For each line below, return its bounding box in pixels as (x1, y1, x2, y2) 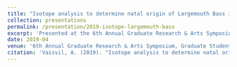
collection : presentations (7, 17, 87, 24)
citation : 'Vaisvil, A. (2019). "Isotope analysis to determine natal (7, 50, 219, 57)
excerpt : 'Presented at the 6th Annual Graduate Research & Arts (7, 29, 203, 37)
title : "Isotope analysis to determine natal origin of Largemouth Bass (7, 10, 226, 17)
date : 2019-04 (7, 36, 49, 43)
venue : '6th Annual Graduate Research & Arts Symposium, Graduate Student (7, 43, 232, 50)
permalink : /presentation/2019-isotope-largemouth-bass (7, 23, 175, 30)
